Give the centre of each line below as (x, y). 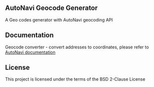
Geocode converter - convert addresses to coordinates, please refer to (77, 47)
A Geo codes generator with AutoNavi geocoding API (59, 20)
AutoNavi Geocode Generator (51, 8)
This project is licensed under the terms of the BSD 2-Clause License (75, 79)
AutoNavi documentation (30, 52)
